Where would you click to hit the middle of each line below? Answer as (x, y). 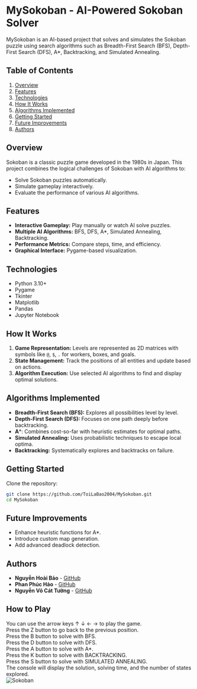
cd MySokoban (22, 500)
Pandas (24, 309)
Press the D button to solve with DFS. (52, 642)
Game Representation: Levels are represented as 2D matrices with (96, 348)
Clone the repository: (32, 483)
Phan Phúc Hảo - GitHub (45, 584)
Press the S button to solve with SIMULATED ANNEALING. (77, 661)
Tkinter (23, 296)
